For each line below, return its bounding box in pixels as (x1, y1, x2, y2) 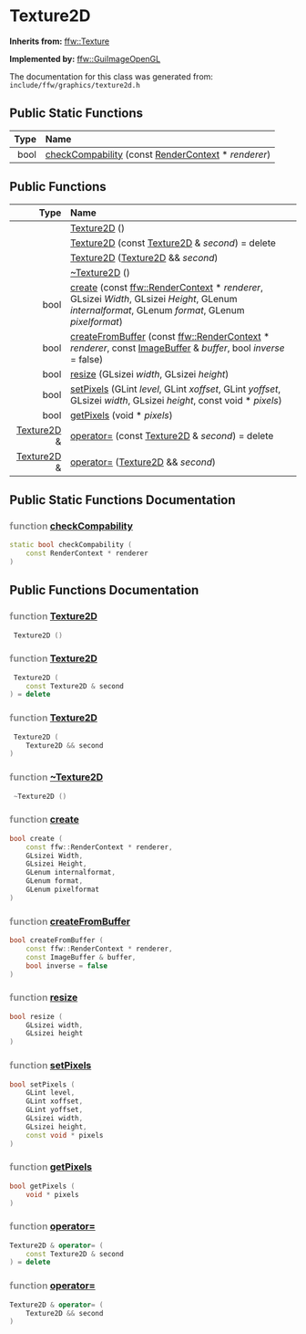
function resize (9, 992, 78, 1004)
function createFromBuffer (9, 915, 130, 928)
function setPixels (9, 1059, 92, 1072)
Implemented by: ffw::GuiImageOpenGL (9, 53, 161, 64)
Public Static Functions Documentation (9, 492, 236, 508)
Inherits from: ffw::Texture (9, 36, 110, 47)
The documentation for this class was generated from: (9, 70, 214, 82)
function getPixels (9, 1161, 93, 1173)
